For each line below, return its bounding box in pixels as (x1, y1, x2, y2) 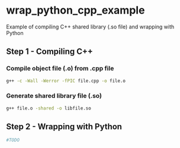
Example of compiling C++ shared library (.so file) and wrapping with (6, 23, 175, 30)
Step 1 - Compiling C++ (6, 47, 94, 57)
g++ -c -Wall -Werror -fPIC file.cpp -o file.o (6, 78, 126, 83)
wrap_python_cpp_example (6, 4, 145, 17)
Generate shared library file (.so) (6, 92, 102, 100)
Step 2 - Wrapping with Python (6, 122, 123, 132)
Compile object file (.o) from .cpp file (6, 65, 114, 73)
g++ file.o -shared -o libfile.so (6, 105, 92, 111)
